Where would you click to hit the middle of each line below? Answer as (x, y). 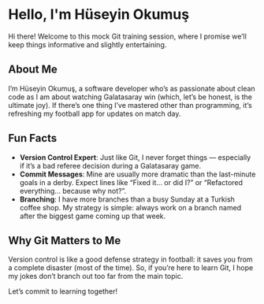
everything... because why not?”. (73, 191)
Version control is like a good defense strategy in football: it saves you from (131, 260)
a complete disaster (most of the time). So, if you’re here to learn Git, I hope (131, 268)
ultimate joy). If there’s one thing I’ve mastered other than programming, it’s (130, 105)
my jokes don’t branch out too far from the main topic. (96, 276)
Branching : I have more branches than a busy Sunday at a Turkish (127, 199)
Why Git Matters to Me (65, 241)
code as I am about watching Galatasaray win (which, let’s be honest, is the (130, 97)
